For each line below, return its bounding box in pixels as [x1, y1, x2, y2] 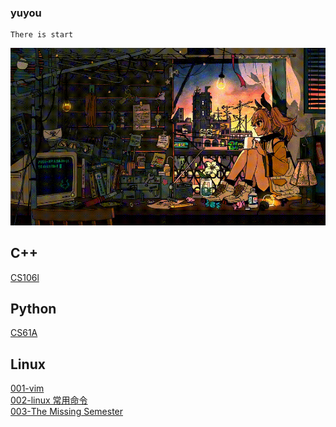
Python [10, 301, 57, 317]
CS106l [10, 271, 40, 283]
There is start [10, 30, 74, 40]
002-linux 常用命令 [10, 394, 88, 406]
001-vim [10, 382, 45, 395]
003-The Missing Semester [10, 406, 124, 418]
